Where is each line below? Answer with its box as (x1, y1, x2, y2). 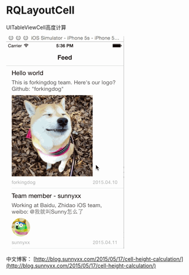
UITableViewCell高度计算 (6, 24, 67, 31)
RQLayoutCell (6, 4, 75, 17)
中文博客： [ (6, 255, 36, 263)
